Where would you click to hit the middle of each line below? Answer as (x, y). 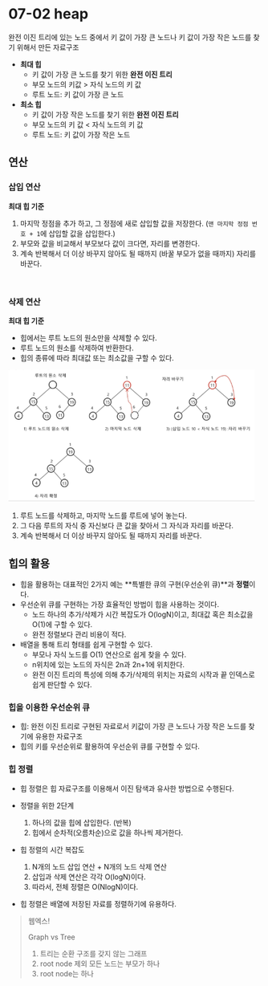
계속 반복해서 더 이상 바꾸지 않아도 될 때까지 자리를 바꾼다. (111, 536)
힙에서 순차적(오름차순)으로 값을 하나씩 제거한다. (108, 833)
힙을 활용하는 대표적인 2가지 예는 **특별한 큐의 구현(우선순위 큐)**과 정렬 (134, 585)
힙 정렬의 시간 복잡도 (52, 850)
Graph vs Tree (51, 937)
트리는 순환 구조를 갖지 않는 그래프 (93, 953)
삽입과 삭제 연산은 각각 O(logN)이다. (89, 877)
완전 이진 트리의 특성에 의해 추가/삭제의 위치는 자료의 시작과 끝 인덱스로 (143, 674)
